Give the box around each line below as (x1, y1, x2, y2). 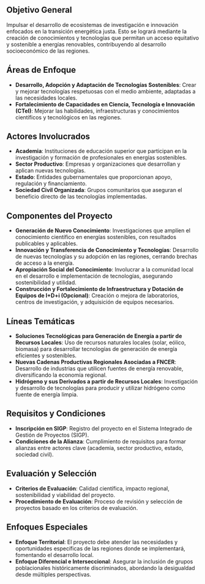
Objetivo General (6, 5, 72, 15)
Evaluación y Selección (6, 468, 97, 479)
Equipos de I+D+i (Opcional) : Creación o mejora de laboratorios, (15, 292, 179, 299)
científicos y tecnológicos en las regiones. (15, 113, 122, 121)
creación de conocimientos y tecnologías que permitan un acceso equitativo (6, 34, 199, 42)
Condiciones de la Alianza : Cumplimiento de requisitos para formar (15, 437, 187, 445)
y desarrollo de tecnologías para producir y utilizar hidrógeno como (15, 385, 185, 392)
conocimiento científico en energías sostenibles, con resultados (15, 234, 176, 241)
